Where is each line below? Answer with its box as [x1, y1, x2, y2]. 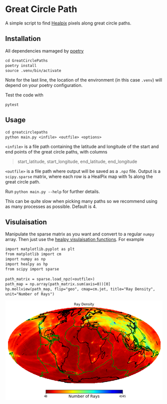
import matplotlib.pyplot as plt [5, 246, 75, 252]
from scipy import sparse [5, 266, 59, 272]
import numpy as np [5, 256, 46, 262]
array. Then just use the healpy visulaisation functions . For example [5, 236, 144, 242]
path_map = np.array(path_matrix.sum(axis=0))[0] [5, 281, 111, 287]
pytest [5, 102, 19, 107]
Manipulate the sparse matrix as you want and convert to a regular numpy [5, 231, 154, 237]
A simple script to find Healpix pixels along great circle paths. [5, 20, 131, 26]
